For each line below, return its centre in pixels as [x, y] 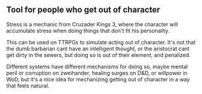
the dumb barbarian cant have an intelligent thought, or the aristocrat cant [98, 48]
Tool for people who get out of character [83, 10]
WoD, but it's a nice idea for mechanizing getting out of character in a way [98, 79]
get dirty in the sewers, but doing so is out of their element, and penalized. [99, 55]
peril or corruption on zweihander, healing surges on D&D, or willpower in [97, 73]
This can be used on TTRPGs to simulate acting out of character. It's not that [101, 42]
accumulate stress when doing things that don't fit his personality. [88, 31]
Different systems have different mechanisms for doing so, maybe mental [97, 66]
